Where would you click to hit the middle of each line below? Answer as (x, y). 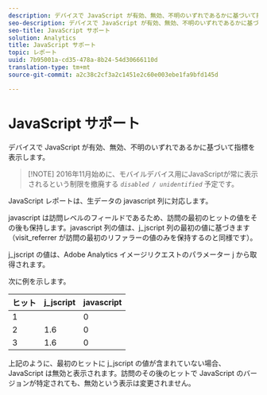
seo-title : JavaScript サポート (60, 30)
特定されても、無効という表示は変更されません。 (116, 383)
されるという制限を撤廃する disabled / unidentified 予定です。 (133, 184)
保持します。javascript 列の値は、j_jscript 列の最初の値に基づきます (139, 227)
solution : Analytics (43, 38)
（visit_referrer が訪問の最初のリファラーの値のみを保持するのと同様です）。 (133, 237)
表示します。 (29, 157)
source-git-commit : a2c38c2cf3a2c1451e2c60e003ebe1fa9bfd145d (113, 75)
